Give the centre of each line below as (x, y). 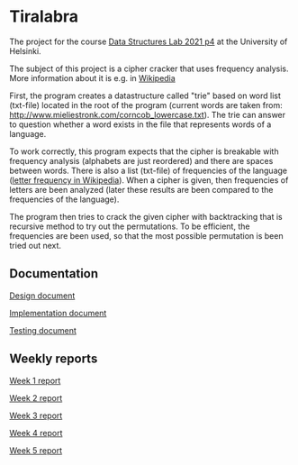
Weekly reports (54, 359)
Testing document (43, 330)
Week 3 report (36, 415)
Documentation (54, 274)
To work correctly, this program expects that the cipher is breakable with (144, 151)
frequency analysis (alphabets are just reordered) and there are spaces (141, 160)
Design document (42, 296)
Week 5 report (36, 450)
